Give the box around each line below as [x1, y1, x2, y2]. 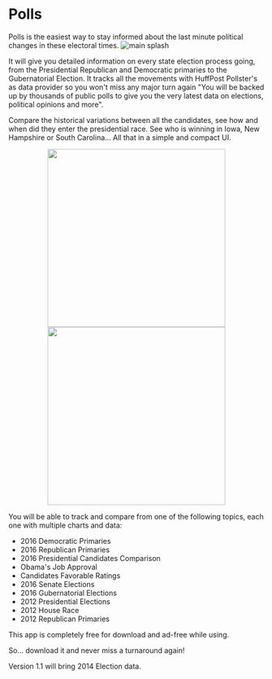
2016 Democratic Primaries [19, 536, 111, 545]
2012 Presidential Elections [19, 596, 111, 607]
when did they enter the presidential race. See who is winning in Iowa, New [8, 124, 260, 134]
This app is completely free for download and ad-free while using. [8, 629, 230, 639]
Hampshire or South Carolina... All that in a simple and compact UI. [8, 132, 231, 142]
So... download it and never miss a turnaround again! [8, 645, 185, 655]
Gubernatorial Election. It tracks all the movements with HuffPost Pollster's [8, 73, 258, 83]
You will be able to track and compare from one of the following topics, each [8, 511, 264, 521]
